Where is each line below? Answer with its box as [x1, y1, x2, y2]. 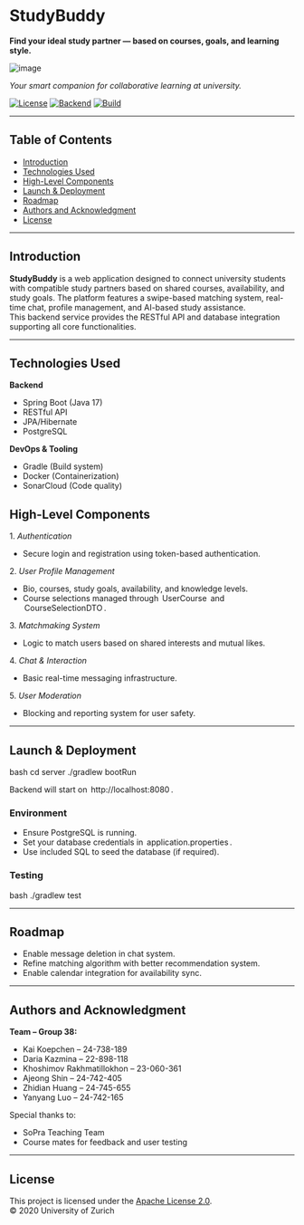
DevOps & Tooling [9, 444, 79, 455]
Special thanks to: [9, 1110, 77, 1121]
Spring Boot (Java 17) [22, 397, 103, 408]
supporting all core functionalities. [9, 321, 138, 331]
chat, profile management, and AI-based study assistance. [27, 301, 246, 312]
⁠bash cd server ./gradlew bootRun [9, 767, 138, 777]
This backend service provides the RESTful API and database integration [9, 311, 280, 322]
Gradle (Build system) [22, 461, 104, 472]
